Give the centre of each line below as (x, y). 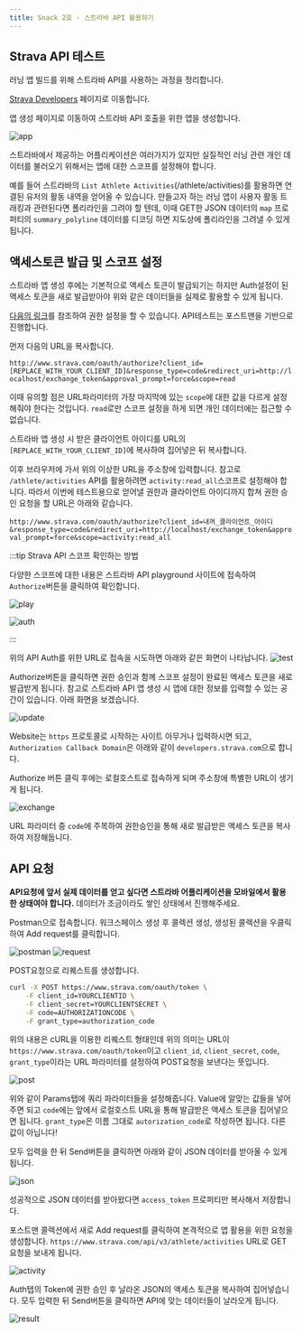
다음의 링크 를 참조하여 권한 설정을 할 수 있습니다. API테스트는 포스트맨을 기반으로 (151, 316)
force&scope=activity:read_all (112, 538)
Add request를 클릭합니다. (73, 934)
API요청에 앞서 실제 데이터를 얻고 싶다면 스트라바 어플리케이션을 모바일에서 (140, 892)
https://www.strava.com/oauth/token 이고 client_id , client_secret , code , (145, 1051)
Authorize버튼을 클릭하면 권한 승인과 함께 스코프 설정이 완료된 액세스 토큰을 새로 (151, 677)
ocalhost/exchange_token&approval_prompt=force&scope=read (123, 379)
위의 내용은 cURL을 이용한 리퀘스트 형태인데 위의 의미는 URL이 (119, 1039)
